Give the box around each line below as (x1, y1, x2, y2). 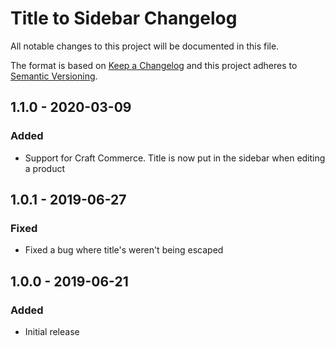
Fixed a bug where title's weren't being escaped (24, 244, 224, 256)
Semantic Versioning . (10, 70, 98, 82)
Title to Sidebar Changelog (10, 7, 238, 30)
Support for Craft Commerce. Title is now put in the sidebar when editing (24, 152, 326, 164)
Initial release (24, 326, 80, 337)
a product (24, 162, 66, 174)
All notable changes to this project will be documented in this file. (10, 40, 280, 52)
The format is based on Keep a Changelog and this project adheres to (10, 59, 298, 71)
